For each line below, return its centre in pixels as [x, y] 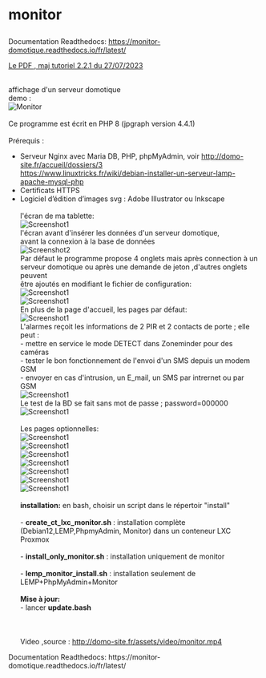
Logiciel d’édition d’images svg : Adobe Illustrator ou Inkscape [123, 199]
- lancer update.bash [56, 607]
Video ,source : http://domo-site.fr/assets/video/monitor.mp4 [121, 642]
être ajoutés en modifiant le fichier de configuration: [106, 284]
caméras [34, 352]
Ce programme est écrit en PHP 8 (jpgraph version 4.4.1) [102, 124]
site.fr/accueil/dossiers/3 [61, 165]
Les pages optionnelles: [59, 429]
